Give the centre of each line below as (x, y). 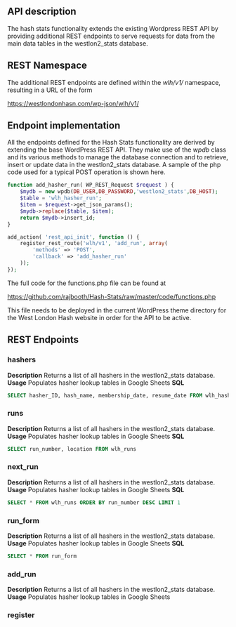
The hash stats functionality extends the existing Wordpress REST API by (113, 28)
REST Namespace (47, 66)
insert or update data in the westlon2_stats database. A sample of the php (114, 165)
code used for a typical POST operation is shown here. (86, 172)
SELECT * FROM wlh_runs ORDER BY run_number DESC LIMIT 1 (94, 502)
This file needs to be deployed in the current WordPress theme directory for (117, 310)
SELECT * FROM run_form (42, 556)
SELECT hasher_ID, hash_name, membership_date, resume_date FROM (105, 395)
